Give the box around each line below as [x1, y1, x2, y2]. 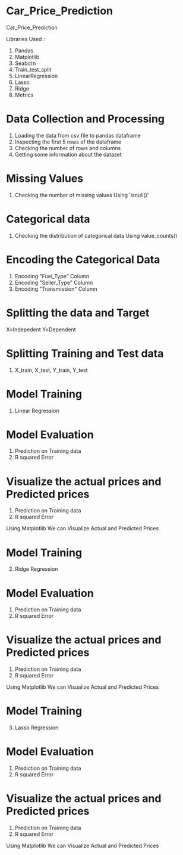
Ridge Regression [14, 565, 58, 573]
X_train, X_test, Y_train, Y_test [14, 366, 88, 374]
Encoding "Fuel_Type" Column [14, 272, 90, 279]
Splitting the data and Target [6, 306, 150, 319]
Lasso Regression [14, 724, 59, 731]
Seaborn [14, 60, 36, 67]
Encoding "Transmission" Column [14, 285, 97, 293]
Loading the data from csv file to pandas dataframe [14, 132, 141, 139]
